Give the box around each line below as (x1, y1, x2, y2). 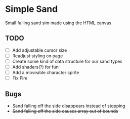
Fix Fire (12, 75, 28, 81)
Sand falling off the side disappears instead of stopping (12, 103, 126, 109)
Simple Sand (5, 3, 58, 15)
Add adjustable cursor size (12, 47, 67, 53)
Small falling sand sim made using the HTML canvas (5, 20, 112, 26)
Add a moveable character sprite (12, 70, 79, 75)
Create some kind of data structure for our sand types (12, 58, 123, 64)
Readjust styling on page (12, 53, 63, 59)
